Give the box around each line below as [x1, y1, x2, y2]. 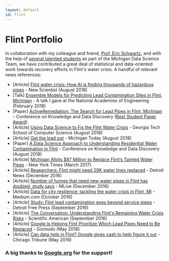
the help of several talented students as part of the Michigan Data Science [5, 56, 159, 62]
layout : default [5, 7, 39, 13]
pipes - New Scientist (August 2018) [12, 87, 88, 93]
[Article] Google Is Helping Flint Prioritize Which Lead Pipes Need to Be [12, 221, 160, 227]
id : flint [5, 12, 26, 17]
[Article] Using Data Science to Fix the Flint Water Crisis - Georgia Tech [12, 124, 161, 130]
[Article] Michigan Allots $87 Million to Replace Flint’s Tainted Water [12, 157, 153, 163]
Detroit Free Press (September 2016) [12, 205, 89, 211]
